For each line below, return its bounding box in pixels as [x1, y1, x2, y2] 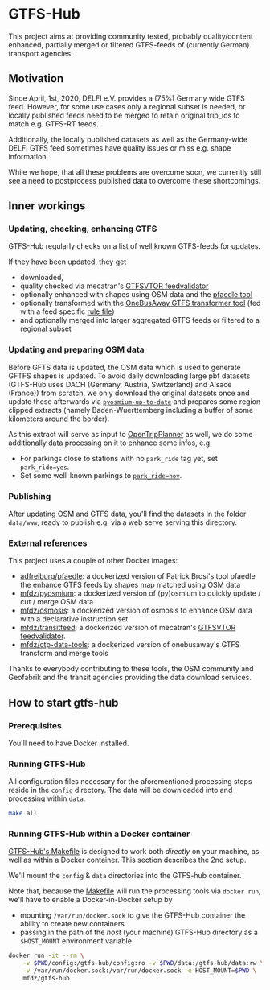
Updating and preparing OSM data [8, 344, 145, 355]
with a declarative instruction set [19, 614, 129, 624]
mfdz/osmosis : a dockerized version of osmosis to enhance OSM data [19, 605, 253, 616]
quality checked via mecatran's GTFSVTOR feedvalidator [19, 281, 209, 291]
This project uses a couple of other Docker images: [8, 556, 178, 566]
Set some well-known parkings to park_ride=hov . [19, 470, 182, 480]
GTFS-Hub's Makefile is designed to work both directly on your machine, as [8, 847, 260, 856]
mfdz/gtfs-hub [22, 975, 70, 983]
